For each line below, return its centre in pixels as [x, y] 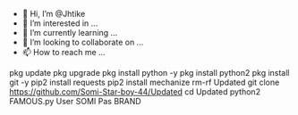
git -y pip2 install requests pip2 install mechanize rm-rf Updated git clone [145, 82]
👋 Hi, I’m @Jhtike [54, 14]
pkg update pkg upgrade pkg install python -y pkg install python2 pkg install [149, 73]
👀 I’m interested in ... [60, 23]
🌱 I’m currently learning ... [70, 33]
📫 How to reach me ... [64, 52]
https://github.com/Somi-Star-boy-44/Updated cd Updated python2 [135, 92]
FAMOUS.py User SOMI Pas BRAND [75, 101]
